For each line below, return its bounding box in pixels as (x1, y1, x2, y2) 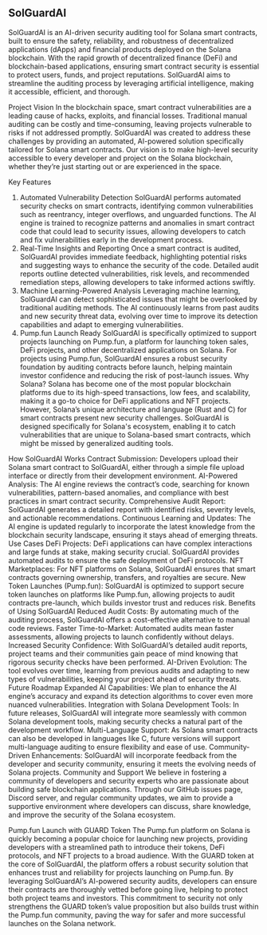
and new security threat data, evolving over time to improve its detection (19, 311, 258, 321)
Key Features (8, 177, 52, 187)
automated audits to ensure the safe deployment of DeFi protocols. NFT (8, 555, 245, 565)
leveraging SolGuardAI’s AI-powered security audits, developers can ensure (8, 876, 257, 886)
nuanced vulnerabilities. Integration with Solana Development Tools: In (8, 700, 239, 709)
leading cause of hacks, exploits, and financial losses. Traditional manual (8, 111, 248, 120)
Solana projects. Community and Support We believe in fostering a (8, 767, 227, 777)
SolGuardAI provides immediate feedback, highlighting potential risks (19, 251, 247, 262)
